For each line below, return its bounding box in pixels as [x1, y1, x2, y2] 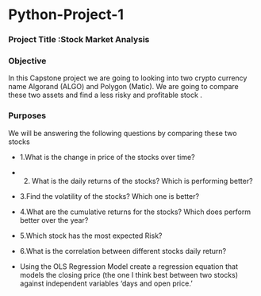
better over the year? [19, 215, 89, 224]
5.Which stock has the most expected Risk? [19, 231, 163, 240]
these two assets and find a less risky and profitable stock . [8, 90, 202, 100]
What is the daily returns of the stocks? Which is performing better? [31, 176, 253, 185]
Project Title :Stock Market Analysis [8, 34, 150, 45]
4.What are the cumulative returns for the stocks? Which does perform [19, 207, 251, 216]
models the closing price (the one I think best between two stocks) [19, 270, 238, 279]
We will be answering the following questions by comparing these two [8, 128, 237, 138]
